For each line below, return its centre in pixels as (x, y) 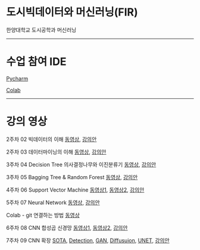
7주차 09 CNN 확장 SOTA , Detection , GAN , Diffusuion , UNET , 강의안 (88, 240)
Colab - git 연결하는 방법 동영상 (43, 215)
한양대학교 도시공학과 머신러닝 (41, 30)
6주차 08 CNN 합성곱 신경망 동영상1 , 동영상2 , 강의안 (67, 227)
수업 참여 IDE (36, 62)
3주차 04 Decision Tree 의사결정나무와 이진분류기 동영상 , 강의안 (81, 164)
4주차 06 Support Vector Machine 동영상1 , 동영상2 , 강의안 (75, 190)
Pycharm (17, 79)
